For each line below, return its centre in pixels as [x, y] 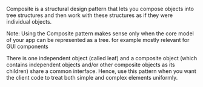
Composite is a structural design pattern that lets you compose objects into [100, 9]
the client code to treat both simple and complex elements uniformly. [92, 78]
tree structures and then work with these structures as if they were [90, 15]
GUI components [27, 46]
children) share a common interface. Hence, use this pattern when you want [101, 71]
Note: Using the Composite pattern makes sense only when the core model [100, 33]
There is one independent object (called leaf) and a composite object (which [102, 58]
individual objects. [29, 22]
